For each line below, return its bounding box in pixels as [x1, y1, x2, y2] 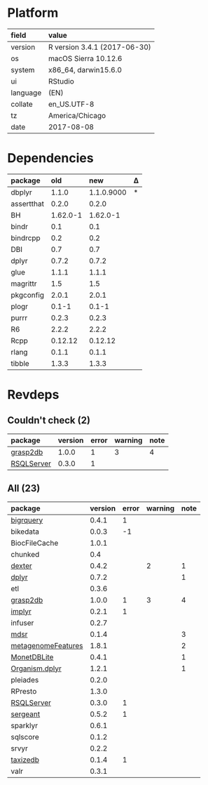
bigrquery [11, 515, 43, 525]
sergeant [11, 709, 41, 719]
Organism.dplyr [11, 664, 62, 673]
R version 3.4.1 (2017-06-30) [48, 42, 152, 52]
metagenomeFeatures [11, 640, 83, 650]
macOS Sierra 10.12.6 [48, 53, 123, 63]
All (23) [7, 482, 41, 494]
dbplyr [11, 187, 33, 197]
